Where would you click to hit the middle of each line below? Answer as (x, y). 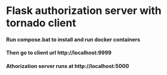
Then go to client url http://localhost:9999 (59, 53)
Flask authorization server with (84, 11)
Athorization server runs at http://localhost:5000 (68, 66)
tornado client (41, 23)
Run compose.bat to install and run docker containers (73, 40)
